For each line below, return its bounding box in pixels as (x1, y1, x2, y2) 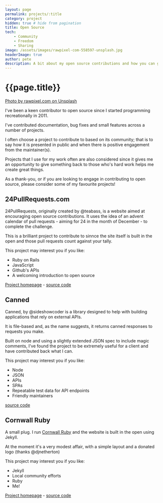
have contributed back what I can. (5, 348, 73, 354)
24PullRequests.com (5, 195, 70, 204)
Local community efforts (12, 472, 62, 478)
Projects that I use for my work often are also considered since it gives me (5, 156, 153, 162)
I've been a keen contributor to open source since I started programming (5, 108, 150, 114)
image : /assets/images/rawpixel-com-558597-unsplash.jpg (5, 48, 123, 52)
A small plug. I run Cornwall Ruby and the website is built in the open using (5, 429, 154, 435)
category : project (5, 16, 42, 21)
